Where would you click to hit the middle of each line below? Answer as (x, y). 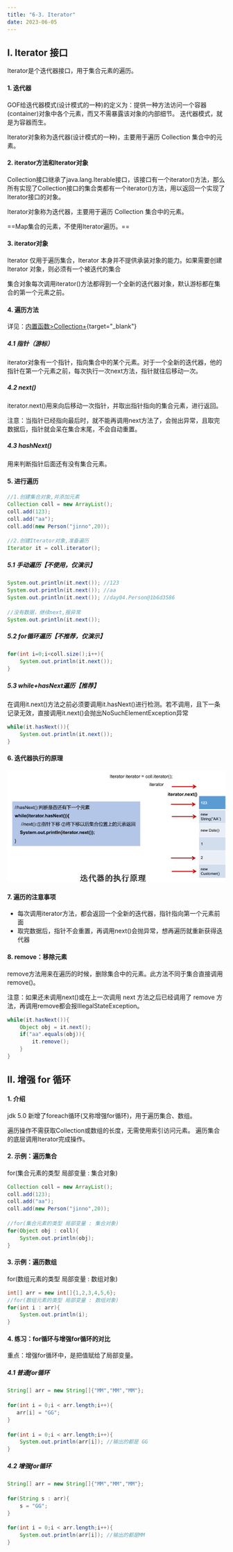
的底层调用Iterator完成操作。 (48, 1139)
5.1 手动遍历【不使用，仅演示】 (51, 565)
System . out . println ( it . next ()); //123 (63, 583)
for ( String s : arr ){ (38, 1499)
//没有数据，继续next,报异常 (44, 612)
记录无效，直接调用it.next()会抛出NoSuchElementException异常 (98, 713)
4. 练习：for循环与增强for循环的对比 (59, 1338)
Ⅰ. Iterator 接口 (37, 52)
